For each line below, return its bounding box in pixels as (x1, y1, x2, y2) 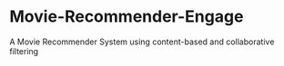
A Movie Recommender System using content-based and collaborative (9, 36, 275, 47)
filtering (9, 45, 39, 56)
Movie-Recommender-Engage (9, 6, 244, 27)
